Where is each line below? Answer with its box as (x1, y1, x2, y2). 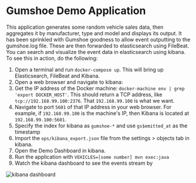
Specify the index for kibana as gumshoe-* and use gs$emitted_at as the (14, 122, 188, 129)
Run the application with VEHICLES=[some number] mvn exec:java (14, 153, 169, 160)
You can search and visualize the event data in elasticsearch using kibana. (6, 48, 186, 55)
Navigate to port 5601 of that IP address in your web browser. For (14, 103, 172, 110)
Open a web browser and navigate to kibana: (14, 78, 123, 86)
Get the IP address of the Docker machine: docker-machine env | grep (14, 84, 185, 91)
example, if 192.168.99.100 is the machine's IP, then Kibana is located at (14, 110, 190, 117)
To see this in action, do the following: (6, 55, 98, 62)
